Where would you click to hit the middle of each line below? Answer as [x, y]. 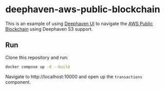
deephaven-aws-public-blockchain [83, 9]
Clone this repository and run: [37, 57]
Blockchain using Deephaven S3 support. [49, 29]
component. [18, 82]
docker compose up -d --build [38, 67]
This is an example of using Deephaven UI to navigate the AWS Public [79, 24]
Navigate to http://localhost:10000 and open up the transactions [74, 76]
